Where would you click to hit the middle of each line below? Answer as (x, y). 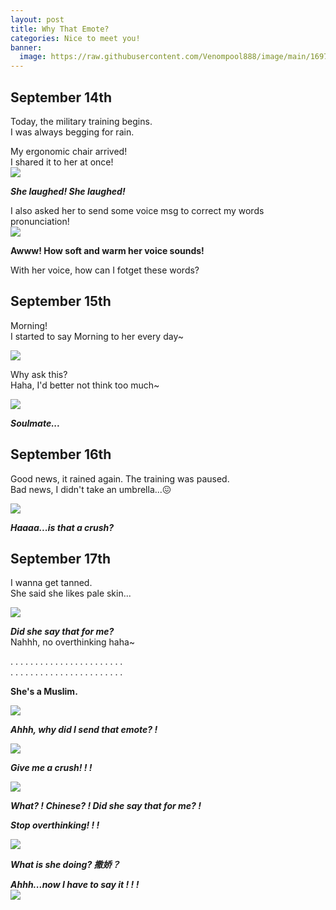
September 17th (61, 558)
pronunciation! (40, 221)
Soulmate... (35, 423)
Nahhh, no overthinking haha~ (73, 642)
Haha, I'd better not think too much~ (85, 385)
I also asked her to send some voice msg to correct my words (137, 210)
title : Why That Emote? (60, 29)
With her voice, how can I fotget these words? (105, 270)
